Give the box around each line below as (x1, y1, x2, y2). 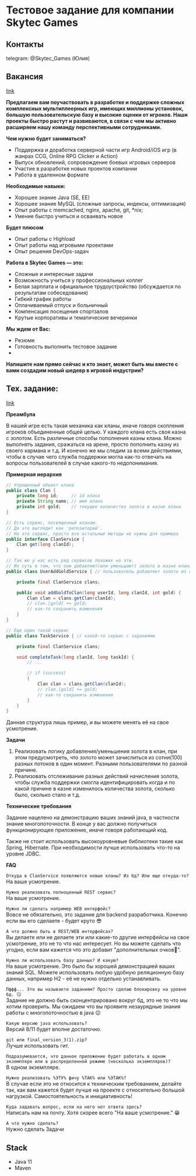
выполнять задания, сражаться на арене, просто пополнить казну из (6, 441, 179, 448)
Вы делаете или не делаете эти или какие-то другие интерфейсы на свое (6, 934, 190, 941)
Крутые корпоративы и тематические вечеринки (14, 314, 137, 321)
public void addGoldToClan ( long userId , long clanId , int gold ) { (16, 589, 181, 595)
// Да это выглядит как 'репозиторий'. (6, 525, 103, 531)
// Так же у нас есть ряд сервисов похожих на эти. (6, 558, 134, 564)
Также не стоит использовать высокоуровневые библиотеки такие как (6, 838, 184, 845)
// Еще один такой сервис (6, 628, 69, 633)
